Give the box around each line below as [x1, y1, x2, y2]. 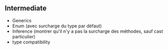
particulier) [12, 33, 36, 39]
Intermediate [5, 4, 47, 13]
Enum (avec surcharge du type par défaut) [12, 23, 102, 29]
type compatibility [12, 39, 51, 45]
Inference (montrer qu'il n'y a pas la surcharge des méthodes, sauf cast [12, 28, 163, 34]
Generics [12, 17, 32, 23]
